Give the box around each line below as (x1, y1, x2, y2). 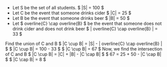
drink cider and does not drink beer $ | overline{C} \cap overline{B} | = (12, 26, 158, 32)
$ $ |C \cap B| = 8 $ (5, 57, 46, 62)
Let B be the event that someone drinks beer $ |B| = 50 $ (12, 15, 130, 21)
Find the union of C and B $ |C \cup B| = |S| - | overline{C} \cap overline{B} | (5, 41, 163, 47)
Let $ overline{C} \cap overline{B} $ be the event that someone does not (12, 20, 162, 26)
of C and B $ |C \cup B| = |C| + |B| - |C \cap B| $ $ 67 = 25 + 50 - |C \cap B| (5, 51, 162, 57)
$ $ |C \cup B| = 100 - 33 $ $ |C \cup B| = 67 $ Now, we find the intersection (5, 46, 163, 52)
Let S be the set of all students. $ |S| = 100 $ (12, 5, 104, 10)
